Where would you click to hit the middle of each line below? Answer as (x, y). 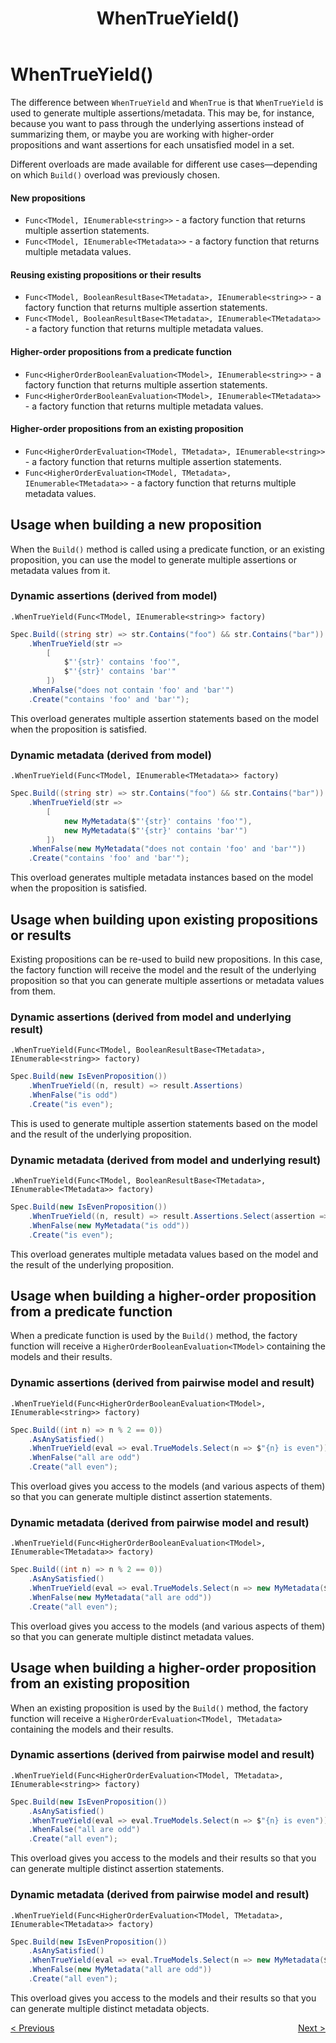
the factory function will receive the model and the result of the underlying (163, 969)
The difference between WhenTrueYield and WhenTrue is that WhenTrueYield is (167, 102)
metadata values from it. (60, 570)
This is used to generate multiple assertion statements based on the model (164, 1123)
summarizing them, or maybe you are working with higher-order (142, 134)
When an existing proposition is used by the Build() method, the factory (159, 1708)
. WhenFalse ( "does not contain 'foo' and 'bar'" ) (131, 690)
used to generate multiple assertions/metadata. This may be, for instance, (162, 113)
